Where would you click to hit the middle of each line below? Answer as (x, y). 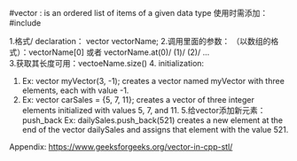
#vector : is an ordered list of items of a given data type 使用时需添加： (139, 13)
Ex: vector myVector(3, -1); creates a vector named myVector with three (153, 81)
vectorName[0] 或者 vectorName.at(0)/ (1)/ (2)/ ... (119, 52)
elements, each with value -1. (75, 90)
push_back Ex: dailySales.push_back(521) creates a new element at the (152, 120)
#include (25, 23)
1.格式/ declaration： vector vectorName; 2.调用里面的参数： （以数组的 (140, 41)
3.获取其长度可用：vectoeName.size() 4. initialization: (107, 63)
